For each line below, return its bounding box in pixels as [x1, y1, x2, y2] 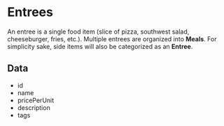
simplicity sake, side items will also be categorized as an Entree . [7, 42, 193, 50]
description [17, 103, 50, 112]
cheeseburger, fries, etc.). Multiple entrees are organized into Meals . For [7, 34, 217, 43]
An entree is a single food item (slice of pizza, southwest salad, [7, 27, 190, 36]
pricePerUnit [17, 96, 55, 104]
